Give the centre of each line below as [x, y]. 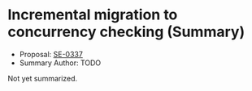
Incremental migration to [93, 15]
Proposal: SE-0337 [51, 54]
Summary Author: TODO [60, 63]
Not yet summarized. [43, 78]
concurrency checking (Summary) [126, 32]
